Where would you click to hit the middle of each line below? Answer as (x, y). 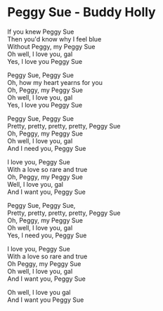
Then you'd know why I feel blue (54, 39)
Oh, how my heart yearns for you (55, 82)
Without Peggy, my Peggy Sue (51, 46)
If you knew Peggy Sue (41, 32)
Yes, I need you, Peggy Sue (47, 235)
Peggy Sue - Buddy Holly (81, 12)
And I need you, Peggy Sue (47, 148)
